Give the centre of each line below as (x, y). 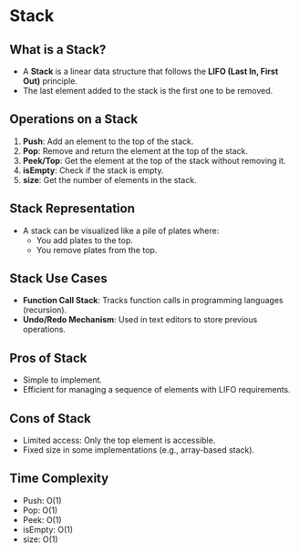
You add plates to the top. (85, 240)
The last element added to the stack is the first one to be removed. (148, 91)
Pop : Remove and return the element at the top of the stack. (135, 150)
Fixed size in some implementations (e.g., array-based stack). (139, 450)
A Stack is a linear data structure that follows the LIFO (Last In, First (150, 71)
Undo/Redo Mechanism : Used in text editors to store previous (140, 320)
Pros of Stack (48, 358)
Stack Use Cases (58, 279)
